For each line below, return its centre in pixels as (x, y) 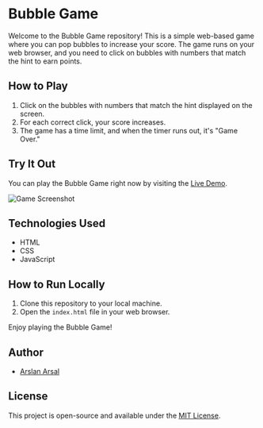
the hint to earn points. (45, 61)
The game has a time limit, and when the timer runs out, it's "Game (129, 130)
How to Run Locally (57, 284)
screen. (32, 114)
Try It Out (32, 164)
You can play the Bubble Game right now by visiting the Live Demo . (118, 183)
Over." (30, 139)
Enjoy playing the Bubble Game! (60, 327)
